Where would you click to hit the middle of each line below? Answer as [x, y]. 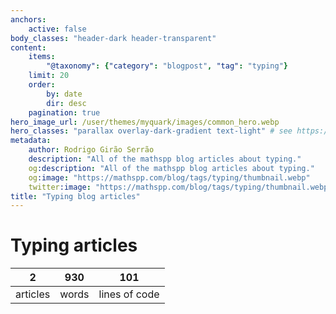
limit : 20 [49, 76]
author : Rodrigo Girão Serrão [91, 150]
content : [28, 47]
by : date [64, 94]
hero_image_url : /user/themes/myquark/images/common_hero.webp [145, 122]
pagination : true [64, 112]
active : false [57, 29]
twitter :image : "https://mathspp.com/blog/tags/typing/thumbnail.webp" [180, 187]
